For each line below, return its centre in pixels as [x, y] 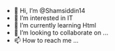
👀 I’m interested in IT [43, 18]
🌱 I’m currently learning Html [55, 25]
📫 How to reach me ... [46, 40]
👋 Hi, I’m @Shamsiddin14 [49, 11]
